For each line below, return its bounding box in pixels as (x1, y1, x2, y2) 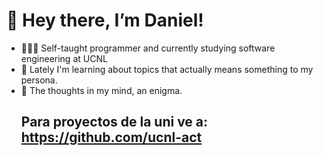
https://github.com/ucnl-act (20, 129, 203, 146)
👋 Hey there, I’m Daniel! (6, 9, 204, 32)
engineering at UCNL (20, 52, 108, 64)
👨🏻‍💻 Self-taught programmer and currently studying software (20, 42, 276, 54)
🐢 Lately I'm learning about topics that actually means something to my (20, 63, 314, 75)
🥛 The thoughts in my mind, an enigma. (20, 84, 183, 96)
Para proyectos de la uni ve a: (20, 114, 209, 131)
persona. (20, 74, 58, 86)
